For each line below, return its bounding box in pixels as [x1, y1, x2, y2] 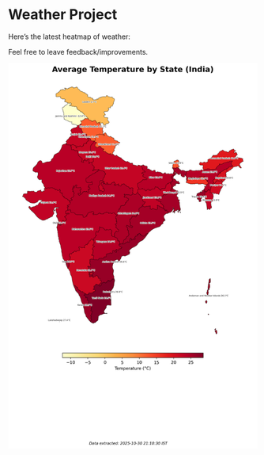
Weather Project [8, 6, 118, 24]
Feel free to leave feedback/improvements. [8, 47, 149, 56]
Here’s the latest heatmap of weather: [8, 32, 130, 41]
